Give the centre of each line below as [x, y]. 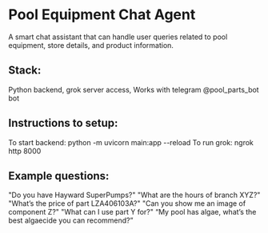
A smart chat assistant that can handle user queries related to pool [118, 37]
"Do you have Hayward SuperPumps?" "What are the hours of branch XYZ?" [134, 195]
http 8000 [25, 151]
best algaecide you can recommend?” [71, 220]
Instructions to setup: [63, 123]
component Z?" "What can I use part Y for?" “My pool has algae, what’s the [132, 212]
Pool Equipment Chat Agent [102, 15]
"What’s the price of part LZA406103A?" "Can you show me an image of [127, 203]
